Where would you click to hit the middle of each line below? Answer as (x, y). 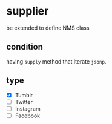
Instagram (28, 109)
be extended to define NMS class (48, 28)
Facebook (28, 116)
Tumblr (24, 95)
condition (25, 47)
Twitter (24, 102)
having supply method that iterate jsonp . (56, 61)
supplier (28, 11)
